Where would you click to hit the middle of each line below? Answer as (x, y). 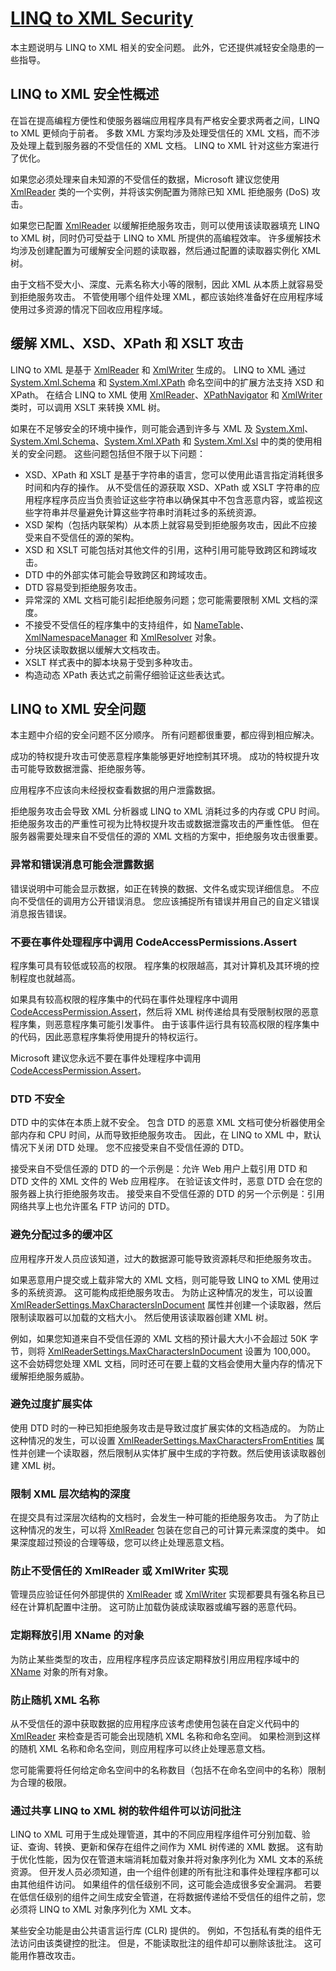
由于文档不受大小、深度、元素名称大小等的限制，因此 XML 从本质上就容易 (162, 284)
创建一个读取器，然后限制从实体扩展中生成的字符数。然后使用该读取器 (172, 1453)
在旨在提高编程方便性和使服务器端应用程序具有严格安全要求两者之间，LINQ (165, 120)
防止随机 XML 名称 (55, 1700)
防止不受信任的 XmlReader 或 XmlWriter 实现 (119, 1571)
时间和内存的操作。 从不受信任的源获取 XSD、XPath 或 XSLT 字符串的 (168, 487)
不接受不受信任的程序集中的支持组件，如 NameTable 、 (137, 624)
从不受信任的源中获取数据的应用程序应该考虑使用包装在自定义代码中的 (155, 1724)
